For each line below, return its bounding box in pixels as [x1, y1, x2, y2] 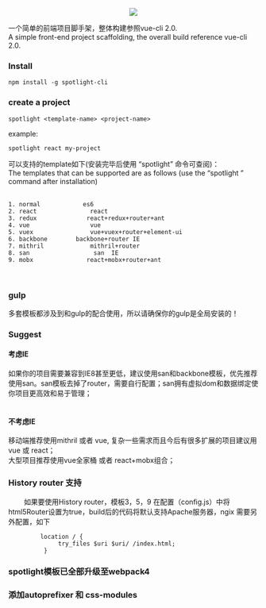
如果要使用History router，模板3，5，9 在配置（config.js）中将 [23, 497, 230, 506]
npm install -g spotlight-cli [8, 79, 109, 87]
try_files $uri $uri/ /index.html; [58, 540, 176, 548]
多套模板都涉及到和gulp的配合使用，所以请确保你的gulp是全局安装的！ [8, 308, 239, 317]
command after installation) [8, 176, 98, 186]
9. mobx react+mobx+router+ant [8, 256, 161, 264]
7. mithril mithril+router [8, 242, 141, 250]
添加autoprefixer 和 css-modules [8, 590, 137, 601]
